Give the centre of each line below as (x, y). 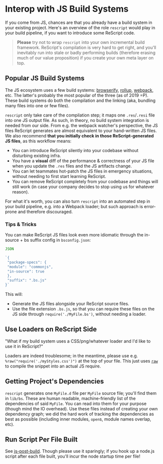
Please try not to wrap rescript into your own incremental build (81, 42)
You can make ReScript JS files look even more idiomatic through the (74, 235)
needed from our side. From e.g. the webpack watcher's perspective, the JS (81, 125)
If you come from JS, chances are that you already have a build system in (79, 22)
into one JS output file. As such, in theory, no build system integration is (77, 120)
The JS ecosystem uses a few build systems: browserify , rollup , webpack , (79, 90)
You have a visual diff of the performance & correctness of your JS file (83, 161)
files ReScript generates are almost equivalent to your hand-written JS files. (81, 131)
